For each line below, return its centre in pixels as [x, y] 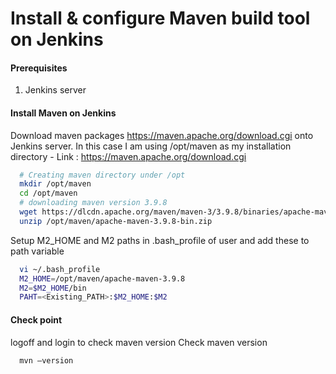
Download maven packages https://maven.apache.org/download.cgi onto [162, 135]
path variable [37, 251]
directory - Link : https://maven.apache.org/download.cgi [128, 156]
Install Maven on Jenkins [63, 113]
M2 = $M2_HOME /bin [53, 288]
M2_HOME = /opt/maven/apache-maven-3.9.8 [102, 278]
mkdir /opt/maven [55, 184]
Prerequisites [39, 68]
